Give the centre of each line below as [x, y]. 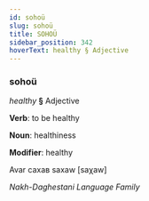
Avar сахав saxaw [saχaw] [58, 170]
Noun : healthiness [43, 135]
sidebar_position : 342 [51, 42]
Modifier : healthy [41, 153]
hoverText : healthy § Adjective [69, 51]
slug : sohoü [31, 26]
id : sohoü [27, 17]
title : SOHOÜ [33, 34]
